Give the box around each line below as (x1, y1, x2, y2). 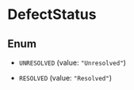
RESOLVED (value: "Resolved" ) (18, 73, 113, 82)
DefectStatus (7, 6, 97, 24)
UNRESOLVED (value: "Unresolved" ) (18, 58, 126, 67)
